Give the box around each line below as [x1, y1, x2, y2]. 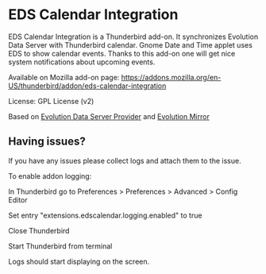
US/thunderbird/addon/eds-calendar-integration [8, 81, 167, 91]
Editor [8, 195, 28, 204]
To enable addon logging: [8, 171, 92, 180]
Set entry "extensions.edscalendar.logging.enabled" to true [8, 210, 202, 220]
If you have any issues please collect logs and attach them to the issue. [8, 156, 241, 165]
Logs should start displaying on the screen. [8, 257, 150, 266]
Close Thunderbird [8, 226, 70, 235]
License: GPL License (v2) [8, 96, 94, 106]
